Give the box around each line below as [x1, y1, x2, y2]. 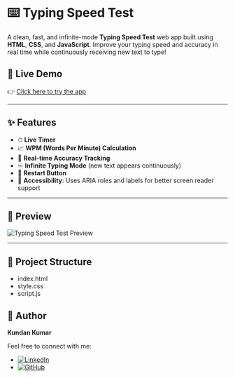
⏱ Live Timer [17, 135, 56, 144]
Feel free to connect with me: [7, 342, 92, 350]
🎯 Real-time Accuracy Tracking [17, 154, 111, 162]
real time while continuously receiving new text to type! [7, 48, 166, 56]
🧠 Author [7, 309, 47, 322]
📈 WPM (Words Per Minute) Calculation [17, 144, 136, 152]
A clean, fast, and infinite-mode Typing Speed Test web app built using [7, 32, 213, 41]
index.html [17, 274, 48, 283]
